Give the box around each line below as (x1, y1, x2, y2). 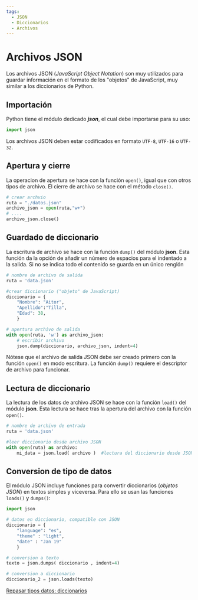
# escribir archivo (16, 337, 65, 343)
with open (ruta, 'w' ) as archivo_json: (6, 332, 104, 338)
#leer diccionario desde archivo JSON (6, 439, 101, 445)
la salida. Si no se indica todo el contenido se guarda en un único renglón (6, 260, 184, 268)
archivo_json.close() (6, 216, 60, 222)
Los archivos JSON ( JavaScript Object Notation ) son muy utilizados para (6, 70, 184, 77)
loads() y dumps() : (6, 494, 51, 502)
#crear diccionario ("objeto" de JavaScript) (6, 288, 120, 294)
